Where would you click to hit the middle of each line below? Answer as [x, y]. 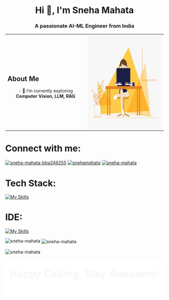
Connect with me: [43, 148]
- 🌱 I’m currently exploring [46, 91]
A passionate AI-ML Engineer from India [84, 26]
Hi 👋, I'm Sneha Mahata [84, 10]
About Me [23, 79]
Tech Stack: [31, 183]
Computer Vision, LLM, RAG [46, 96]
